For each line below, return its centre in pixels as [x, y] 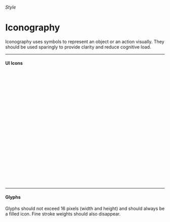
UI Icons [14, 63]
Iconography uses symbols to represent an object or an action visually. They [85, 41]
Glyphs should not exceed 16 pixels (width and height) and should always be [85, 208]
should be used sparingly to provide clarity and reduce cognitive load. [78, 47]
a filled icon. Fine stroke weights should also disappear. [63, 214]
